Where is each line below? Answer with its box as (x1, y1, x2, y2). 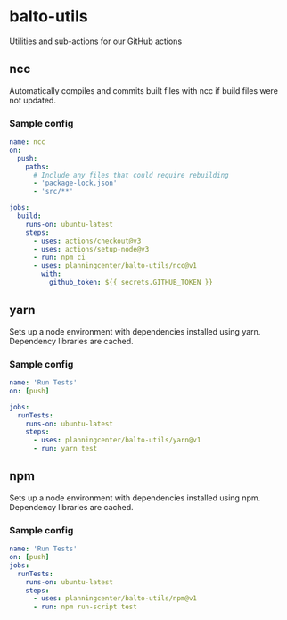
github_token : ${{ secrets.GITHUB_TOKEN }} (48, 278, 214, 287)
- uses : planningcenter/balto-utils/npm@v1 (32, 594, 198, 603)
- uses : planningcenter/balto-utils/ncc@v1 (32, 261, 198, 270)
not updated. (9, 95, 56, 105)
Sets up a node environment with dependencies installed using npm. (9, 492, 261, 503)
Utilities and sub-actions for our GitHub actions (9, 36, 183, 46)
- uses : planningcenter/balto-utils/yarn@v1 (32, 435, 201, 445)
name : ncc (9, 137, 46, 146)
